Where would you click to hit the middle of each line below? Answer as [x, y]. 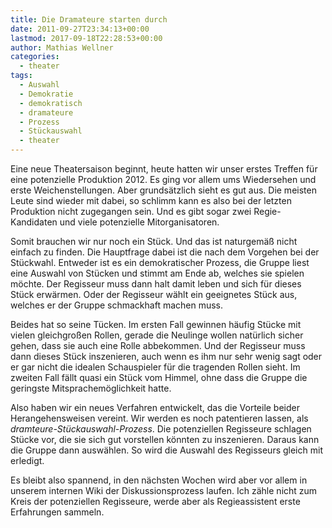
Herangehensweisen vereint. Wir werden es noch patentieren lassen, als [159, 418]
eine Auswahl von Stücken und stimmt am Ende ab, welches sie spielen [157, 273]
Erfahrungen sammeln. [57, 512]
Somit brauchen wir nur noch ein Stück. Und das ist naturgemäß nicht [154, 241]
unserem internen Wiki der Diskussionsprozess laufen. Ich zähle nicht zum [164, 490]
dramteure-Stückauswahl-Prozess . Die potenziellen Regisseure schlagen [161, 429]
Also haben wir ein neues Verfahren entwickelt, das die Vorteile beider [155, 407]
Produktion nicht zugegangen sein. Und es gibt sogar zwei [131, 211]
